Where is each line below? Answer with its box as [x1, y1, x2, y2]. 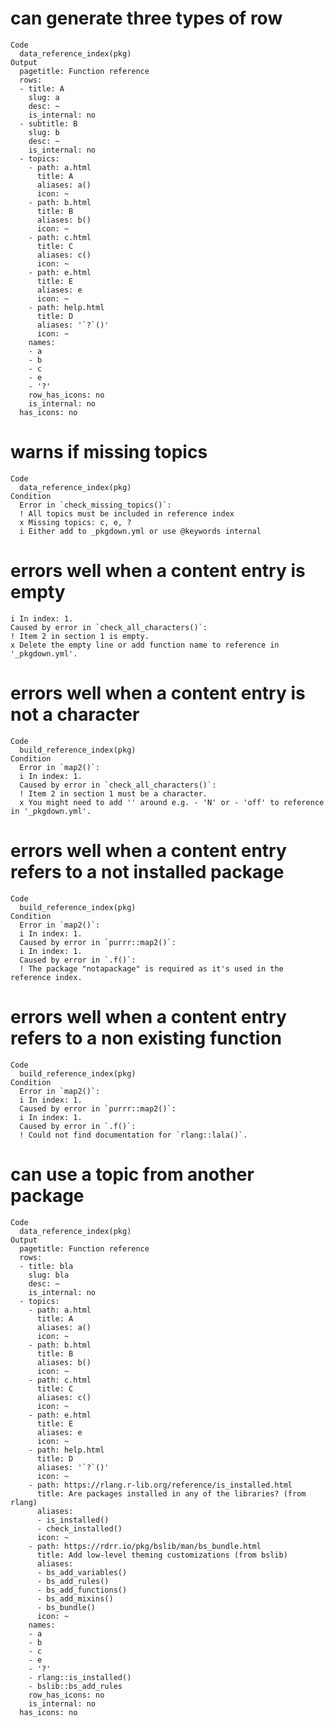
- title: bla [19, 1261, 74, 1271]
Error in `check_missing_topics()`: [19, 500, 172, 510]
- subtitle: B [19, 118, 78, 129]
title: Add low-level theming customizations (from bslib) [36, 1550, 288, 1560]
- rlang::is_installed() [28, 1672, 132, 1682]
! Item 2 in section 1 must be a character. [19, 788, 208, 799]
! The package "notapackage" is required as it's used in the [19, 963, 284, 974]
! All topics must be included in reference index [19, 508, 235, 519]
